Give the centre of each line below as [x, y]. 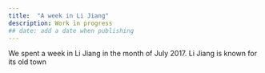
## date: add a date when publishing [71, 30]
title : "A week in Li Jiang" [59, 16]
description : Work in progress [60, 23]
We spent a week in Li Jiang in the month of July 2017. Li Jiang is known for [133, 54]
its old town [27, 62]
